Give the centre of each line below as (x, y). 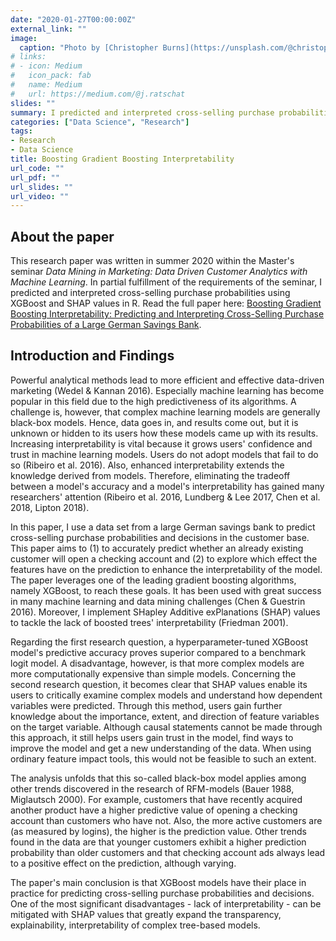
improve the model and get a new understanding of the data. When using (161, 748)
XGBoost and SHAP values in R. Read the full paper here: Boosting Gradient (166, 303)
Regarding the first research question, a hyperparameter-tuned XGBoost (159, 642)
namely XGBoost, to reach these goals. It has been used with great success (166, 590)
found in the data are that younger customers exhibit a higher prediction (158, 842)
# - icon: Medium (46, 66)
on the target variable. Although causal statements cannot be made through (166, 727)
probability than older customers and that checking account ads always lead (168, 852)
